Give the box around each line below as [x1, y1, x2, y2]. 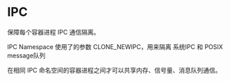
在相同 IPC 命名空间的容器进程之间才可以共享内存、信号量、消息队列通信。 [7, 66, 222, 74]
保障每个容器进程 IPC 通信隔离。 [7, 28, 100, 36]
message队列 [7, 51, 46, 60]
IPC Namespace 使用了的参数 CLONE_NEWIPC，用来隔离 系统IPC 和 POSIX [7, 42, 224, 51]
